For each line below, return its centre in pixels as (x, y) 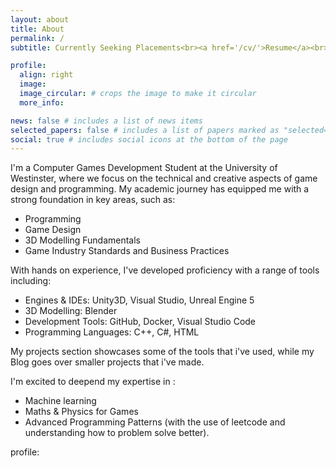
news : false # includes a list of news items (106, 121)
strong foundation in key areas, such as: (93, 200)
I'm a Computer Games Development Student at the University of (144, 168)
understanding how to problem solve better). (117, 433)
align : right (46, 75)
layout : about (40, 19)
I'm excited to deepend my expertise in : (93, 382)
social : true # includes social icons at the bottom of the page (149, 139)
